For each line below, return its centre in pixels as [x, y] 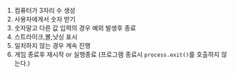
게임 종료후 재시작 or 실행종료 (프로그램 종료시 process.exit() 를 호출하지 [117, 54]
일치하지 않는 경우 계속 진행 [52, 45]
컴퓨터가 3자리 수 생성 [45, 10]
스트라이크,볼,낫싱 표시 [46, 37]
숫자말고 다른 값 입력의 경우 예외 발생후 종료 [75, 28]
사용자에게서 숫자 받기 [45, 19]
